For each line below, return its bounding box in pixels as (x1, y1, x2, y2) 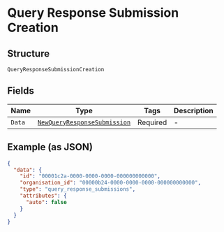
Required (137, 117, 167, 127)
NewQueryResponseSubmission (37, 118, 131, 126)
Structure (7, 48, 50, 59)
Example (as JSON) (7, 141, 93, 153)
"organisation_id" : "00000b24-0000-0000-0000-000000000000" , (20, 180, 201, 187)
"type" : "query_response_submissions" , (20, 186, 136, 193)
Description (173, 106, 214, 115)
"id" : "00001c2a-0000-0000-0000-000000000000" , (20, 173, 160, 180)
